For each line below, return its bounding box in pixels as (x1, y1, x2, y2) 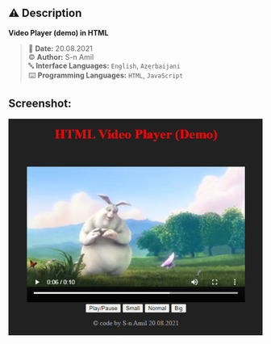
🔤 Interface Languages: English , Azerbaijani (27, 61, 181, 70)
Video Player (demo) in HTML (8, 27, 109, 37)
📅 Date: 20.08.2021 (27, 44, 93, 53)
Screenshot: (8, 97, 72, 111)
